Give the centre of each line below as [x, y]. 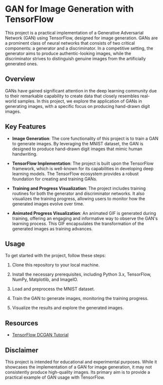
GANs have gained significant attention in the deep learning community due [81, 90]
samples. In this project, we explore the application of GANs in [80, 101]
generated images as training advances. [52, 228]
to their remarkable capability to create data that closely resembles [72, 96]
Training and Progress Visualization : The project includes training [79, 188]
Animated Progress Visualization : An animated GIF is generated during [84, 213]
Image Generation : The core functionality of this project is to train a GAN [85, 138]
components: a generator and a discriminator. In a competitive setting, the [79, 48]
